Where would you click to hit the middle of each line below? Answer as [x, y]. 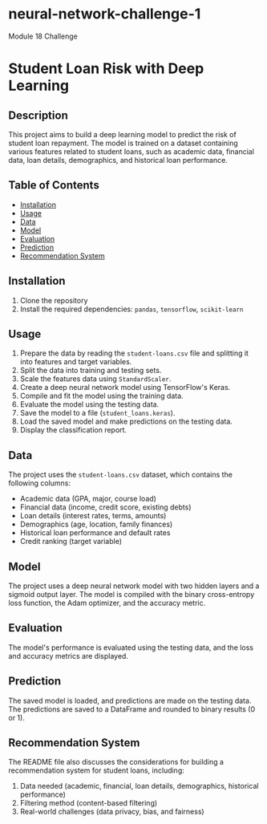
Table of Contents [54, 185]
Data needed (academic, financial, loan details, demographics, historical [139, 786]
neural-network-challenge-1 [105, 14]
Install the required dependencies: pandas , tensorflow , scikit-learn [131, 309]
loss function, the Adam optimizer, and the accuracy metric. [107, 603]
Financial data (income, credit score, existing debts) [105, 507]
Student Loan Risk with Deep [106, 69]
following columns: [39, 483]
